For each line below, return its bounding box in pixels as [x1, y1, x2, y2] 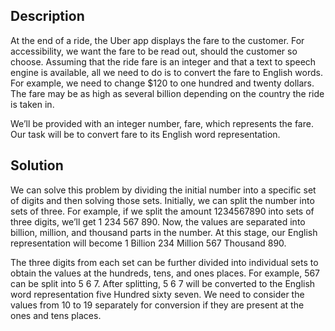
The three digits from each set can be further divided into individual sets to [10, 256, 319, 268]
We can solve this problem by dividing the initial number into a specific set [10, 184, 317, 196]
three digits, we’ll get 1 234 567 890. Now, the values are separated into [10, 215, 306, 228]
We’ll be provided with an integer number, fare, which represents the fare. [10, 117, 314, 129]
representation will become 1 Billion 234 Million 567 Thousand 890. [10, 237, 287, 249]
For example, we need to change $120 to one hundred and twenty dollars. [10, 77, 315, 89]
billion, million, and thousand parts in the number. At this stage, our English [10, 226, 318, 238]
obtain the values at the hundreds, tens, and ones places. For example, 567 [10, 267, 321, 279]
